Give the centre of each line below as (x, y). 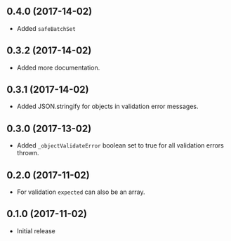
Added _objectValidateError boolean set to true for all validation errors (120, 145)
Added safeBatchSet (46, 28)
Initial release (36, 230)
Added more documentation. (58, 67)
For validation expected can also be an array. (81, 192)
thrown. (28, 153)
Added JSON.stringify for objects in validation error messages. (107, 106)
